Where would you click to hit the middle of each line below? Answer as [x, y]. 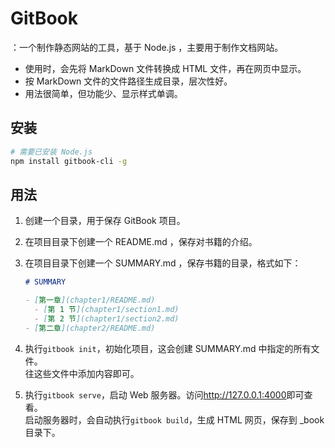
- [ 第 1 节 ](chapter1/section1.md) [107, 310]
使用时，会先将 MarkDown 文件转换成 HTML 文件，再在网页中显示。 [165, 68]
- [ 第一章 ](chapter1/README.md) [90, 300]
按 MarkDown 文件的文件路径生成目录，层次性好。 [128, 81]
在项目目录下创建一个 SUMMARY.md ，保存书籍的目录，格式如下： [163, 263]
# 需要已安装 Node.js [51, 152]
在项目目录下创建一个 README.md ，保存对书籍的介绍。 [141, 242]
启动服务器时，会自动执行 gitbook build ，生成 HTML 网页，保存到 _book [174, 419]
